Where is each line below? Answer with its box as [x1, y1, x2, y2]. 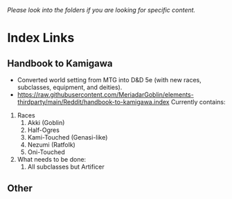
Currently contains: [170, 98, 226, 106]
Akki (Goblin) [27, 119, 65, 126]
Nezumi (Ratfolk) [27, 141, 76, 149]
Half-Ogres [27, 126, 60, 134]
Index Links [7, 30, 75, 46]
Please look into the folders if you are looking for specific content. [7, 6, 196, 14]
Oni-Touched [27, 148, 65, 156]
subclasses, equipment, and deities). [17, 83, 123, 91]
